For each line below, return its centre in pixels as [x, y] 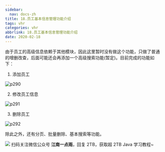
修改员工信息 [25, 94]
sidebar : [14, 10]
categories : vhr [22, 28]
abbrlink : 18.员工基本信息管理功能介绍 [41, 32]
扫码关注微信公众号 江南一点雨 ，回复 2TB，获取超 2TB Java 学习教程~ [82, 144]
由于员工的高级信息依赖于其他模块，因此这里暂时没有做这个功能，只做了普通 [82, 51]
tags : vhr [15, 23]
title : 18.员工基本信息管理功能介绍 [38, 19]
